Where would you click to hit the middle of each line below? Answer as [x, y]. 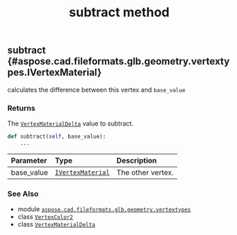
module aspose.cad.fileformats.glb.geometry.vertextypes [104, 209]
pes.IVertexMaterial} [55, 73]
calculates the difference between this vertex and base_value [97, 89]
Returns [21, 108]
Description [137, 160]
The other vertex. [145, 173]
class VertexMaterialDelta [56, 224]
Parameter [29, 160]
